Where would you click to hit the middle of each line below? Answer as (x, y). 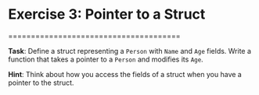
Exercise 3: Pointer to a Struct (107, 14)
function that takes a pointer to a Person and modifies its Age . (106, 59)
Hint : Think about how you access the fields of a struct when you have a (125, 74)
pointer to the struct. (41, 83)
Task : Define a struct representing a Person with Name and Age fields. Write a (130, 51)
